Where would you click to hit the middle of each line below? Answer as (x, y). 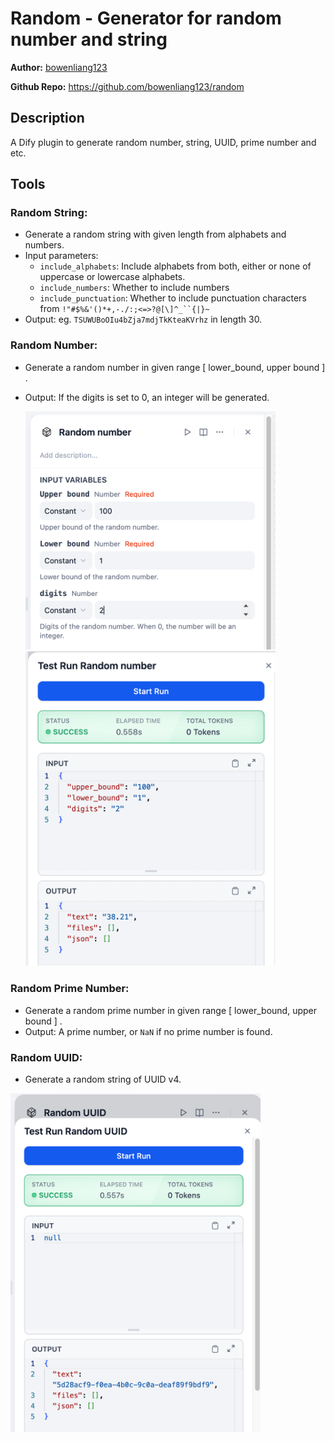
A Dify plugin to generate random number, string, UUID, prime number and (163, 142)
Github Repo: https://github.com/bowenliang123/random (127, 86)
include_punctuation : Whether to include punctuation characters (173, 298)
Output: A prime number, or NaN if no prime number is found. (148, 1031)
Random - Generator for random (146, 18)
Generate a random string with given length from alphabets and (155, 234)
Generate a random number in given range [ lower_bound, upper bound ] (175, 367)
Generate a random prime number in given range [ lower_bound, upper (170, 1010)
